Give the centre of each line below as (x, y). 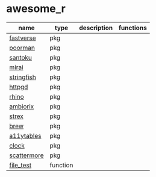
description (96, 28)
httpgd (19, 87)
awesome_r (36, 9)
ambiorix (22, 106)
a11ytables (25, 135)
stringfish (23, 77)
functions (133, 28)
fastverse (23, 38)
